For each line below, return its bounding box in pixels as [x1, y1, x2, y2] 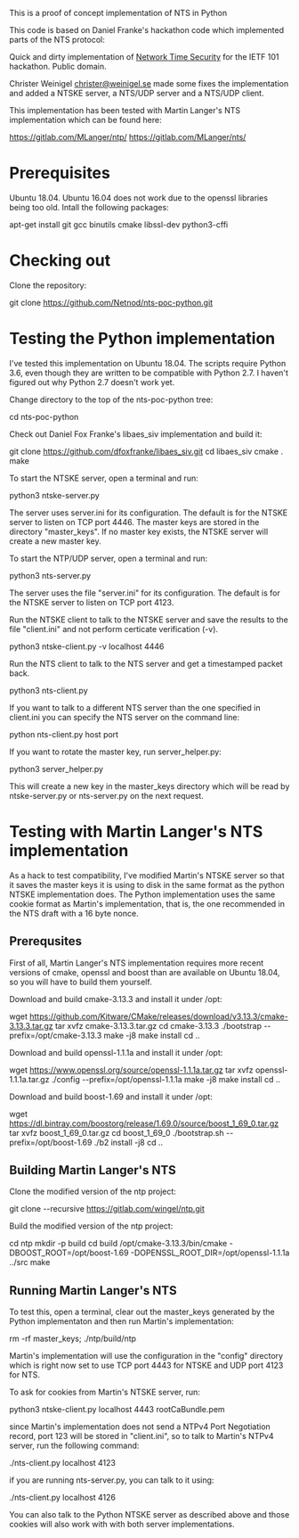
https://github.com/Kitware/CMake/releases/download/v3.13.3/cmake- [29, 1011, 289, 1022]
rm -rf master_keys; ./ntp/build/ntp [9, 1333, 136, 1345]
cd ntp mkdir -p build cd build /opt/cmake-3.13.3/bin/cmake [9, 1238, 228, 1249]
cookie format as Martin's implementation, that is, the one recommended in [9, 898, 285, 909]
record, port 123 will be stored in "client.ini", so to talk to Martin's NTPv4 [9, 1431, 274, 1442]
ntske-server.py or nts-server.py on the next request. [9, 790, 205, 801]
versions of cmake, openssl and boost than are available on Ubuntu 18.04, [9, 966, 280, 977]
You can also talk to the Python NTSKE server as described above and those [9, 1509, 290, 1520]
